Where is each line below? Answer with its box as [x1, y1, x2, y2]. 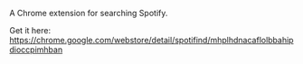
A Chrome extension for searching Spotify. [9, 8, 168, 18]
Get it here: [9, 25, 52, 35]
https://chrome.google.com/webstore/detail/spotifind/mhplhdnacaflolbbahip [9, 35, 294, 45]
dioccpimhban [9, 44, 63, 55]
